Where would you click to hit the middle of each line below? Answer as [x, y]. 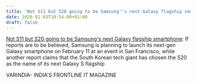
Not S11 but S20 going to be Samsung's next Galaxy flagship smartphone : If [97, 39]
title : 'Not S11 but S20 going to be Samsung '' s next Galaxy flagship [94, 11]
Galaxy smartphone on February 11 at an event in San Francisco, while [90, 51]
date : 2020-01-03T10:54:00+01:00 [47, 17]
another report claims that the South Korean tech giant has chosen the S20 [97, 58]
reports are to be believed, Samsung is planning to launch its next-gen [91, 45]
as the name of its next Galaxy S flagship [55, 64]
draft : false [22, 22]
